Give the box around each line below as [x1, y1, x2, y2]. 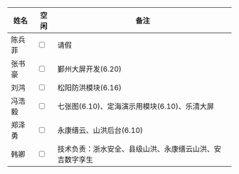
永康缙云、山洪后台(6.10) [57, 126, 144, 135]
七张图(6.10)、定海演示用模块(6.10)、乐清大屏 [57, 102, 215, 111]
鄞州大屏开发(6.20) [57, 64, 122, 74]
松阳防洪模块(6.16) [57, 83, 122, 92]
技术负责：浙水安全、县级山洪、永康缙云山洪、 [57, 144, 215, 153]
